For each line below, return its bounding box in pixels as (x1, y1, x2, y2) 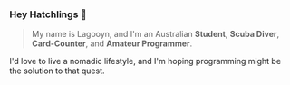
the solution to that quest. (9, 65, 106, 76)
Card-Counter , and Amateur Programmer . (31, 38, 193, 49)
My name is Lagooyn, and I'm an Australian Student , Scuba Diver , (31, 29, 279, 40)
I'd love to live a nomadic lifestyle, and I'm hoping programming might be (9, 56, 282, 67)
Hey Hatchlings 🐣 (9, 8, 87, 21)
